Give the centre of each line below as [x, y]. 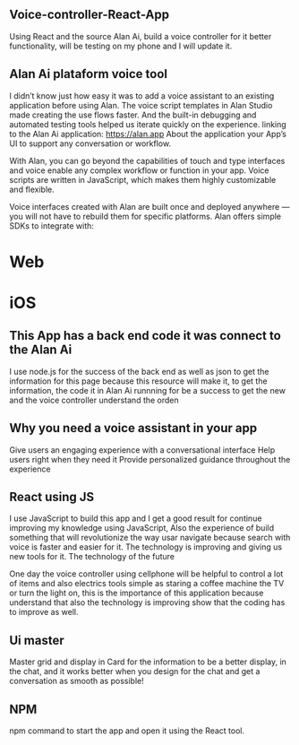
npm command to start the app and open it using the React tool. [127, 731]
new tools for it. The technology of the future [92, 557]
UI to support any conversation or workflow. [90, 143]
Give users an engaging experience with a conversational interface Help [142, 450]
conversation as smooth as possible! [77, 681]
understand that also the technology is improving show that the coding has [147, 602]
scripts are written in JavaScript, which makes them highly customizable [143, 179]
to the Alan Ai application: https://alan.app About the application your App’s [148, 134]
